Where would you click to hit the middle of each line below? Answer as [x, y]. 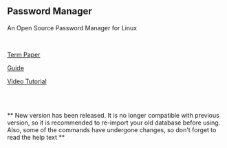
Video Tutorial [27, 81]
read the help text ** [36, 137]
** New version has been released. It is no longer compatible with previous [113, 115]
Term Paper [24, 54]
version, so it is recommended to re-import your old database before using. [114, 123]
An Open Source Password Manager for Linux [72, 28]
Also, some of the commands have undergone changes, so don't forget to [112, 129]
